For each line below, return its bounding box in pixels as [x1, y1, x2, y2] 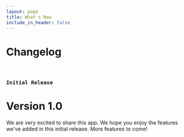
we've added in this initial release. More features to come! [6, 125, 148, 133]
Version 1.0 [6, 100, 63, 113]
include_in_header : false [6, 19, 70, 25]
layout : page [6, 8, 39, 15]
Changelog [6, 45, 62, 58]
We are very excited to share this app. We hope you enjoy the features [6, 119, 178, 126]
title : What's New [6, 14, 52, 20]
